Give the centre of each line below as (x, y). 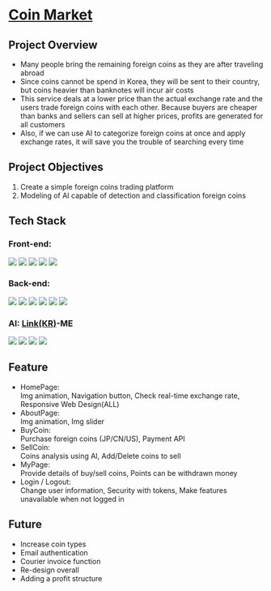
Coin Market (51, 15)
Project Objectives (56, 167)
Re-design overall (49, 570)
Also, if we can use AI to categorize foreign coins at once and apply (133, 133)
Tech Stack (37, 221)
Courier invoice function (60, 561)
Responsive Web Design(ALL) (70, 404)
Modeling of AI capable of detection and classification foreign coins (133, 195)
